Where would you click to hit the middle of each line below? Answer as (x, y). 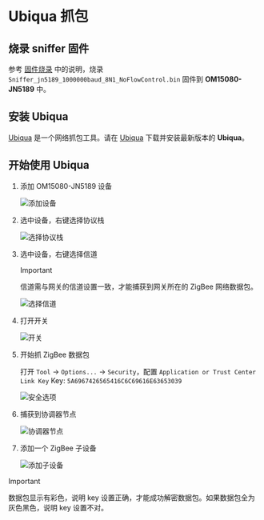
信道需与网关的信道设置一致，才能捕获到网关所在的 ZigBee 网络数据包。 (138, 286)
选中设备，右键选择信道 (58, 254)
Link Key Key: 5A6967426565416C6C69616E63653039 (101, 380)
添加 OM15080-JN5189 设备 (66, 186)
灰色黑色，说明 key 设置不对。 (58, 507)
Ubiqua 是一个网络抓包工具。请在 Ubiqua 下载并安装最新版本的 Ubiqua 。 (129, 138)
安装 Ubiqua (38, 117)
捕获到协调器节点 (48, 414)
